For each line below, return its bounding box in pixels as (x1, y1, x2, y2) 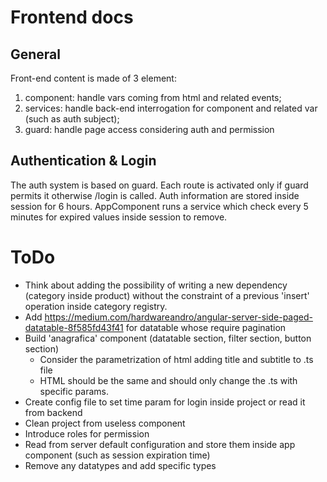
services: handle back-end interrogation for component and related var (24, 102, 318, 114)
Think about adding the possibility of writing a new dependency (24, 279, 288, 291)
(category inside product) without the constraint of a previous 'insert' (24, 289, 310, 301)
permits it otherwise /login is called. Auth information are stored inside (10, 189, 300, 201)
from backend (24, 406, 83, 418)
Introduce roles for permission (24, 427, 150, 440)
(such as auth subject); (24, 113, 120, 125)
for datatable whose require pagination (125, 321, 287, 333)
